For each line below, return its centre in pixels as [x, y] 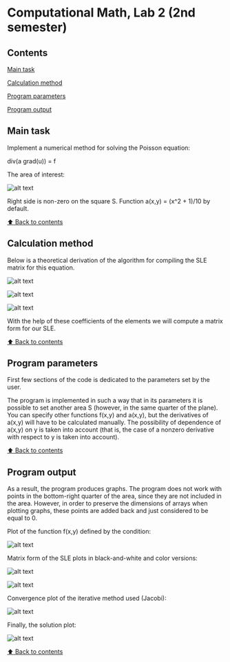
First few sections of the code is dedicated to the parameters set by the [108, 380]
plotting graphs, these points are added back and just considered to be [108, 511]
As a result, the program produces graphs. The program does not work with [115, 489]
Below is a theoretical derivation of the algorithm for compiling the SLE [107, 260]
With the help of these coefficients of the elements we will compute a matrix [115, 321]
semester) [37, 27]
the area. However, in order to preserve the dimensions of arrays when [107, 503]
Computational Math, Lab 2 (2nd [102, 13]
